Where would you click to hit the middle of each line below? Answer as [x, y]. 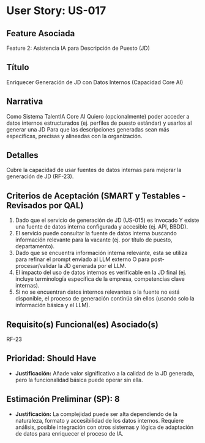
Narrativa [25, 102]
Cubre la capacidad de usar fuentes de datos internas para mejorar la [94, 170]
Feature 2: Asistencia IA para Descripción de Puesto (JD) [78, 48]
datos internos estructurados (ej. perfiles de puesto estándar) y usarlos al [99, 123]
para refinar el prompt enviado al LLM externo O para [82, 259]
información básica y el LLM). [53, 305]
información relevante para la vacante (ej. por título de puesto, [94, 240]
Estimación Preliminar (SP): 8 [63, 399]
